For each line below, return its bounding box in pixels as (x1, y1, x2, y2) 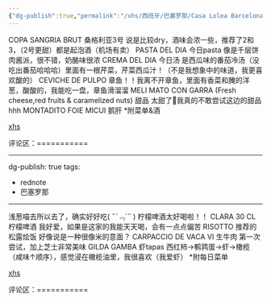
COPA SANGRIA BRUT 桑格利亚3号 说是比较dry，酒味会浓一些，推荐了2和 (8, 35, 255, 44)
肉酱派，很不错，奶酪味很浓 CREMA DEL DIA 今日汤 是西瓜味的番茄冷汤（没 (8, 55, 260, 64)
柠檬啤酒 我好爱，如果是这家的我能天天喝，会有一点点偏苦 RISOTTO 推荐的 (8, 221, 257, 231)
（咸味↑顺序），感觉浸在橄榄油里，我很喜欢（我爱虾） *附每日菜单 (8, 251, 228, 262)
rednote (19, 177, 47, 187)
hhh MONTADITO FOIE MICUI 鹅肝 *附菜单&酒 (8, 105, 161, 115)
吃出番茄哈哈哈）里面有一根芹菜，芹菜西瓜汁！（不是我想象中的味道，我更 (8, 65, 256, 75)
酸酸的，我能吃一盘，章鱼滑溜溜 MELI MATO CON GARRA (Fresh (22, 85, 236, 95)
